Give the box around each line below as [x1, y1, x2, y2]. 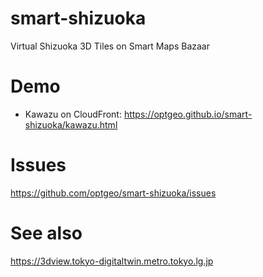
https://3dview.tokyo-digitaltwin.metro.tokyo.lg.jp [10, 255, 214, 267]
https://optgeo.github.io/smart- [123, 108, 253, 120]
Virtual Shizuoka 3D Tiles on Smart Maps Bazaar [10, 40, 210, 52]
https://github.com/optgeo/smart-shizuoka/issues [10, 187, 217, 199]
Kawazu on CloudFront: [24, 108, 122, 120]
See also [10, 222, 83, 244]
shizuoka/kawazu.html [24, 118, 118, 131]
